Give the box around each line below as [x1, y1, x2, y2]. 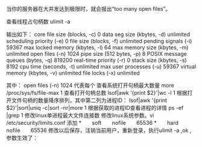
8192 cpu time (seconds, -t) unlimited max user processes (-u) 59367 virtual [6, 63, 197, 70]
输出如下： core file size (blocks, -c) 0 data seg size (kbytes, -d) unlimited [6, 31, 191, 38]
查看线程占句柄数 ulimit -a [6, 18, 71, 25]
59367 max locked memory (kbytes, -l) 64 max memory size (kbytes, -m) [6, 44, 189, 51]
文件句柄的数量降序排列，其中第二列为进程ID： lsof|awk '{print [11, 97, 168, 104]
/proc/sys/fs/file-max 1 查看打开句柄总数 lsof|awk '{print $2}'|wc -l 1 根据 [6, 89, 188, 96]
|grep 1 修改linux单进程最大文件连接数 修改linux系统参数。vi [6, 112, 154, 119]
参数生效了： [6, 134, 38, 141]
